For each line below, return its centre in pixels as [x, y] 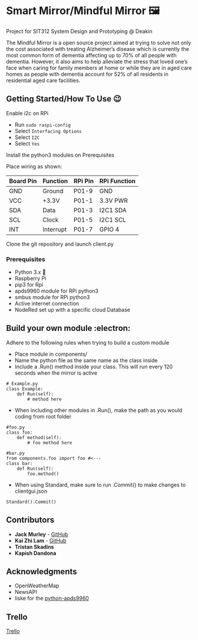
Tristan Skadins [34, 547]
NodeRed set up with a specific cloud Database [72, 310]
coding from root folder [43, 416]
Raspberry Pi [30, 278]
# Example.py [22, 384]
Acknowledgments [42, 572]
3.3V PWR [114, 200]
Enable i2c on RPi [27, 113]
